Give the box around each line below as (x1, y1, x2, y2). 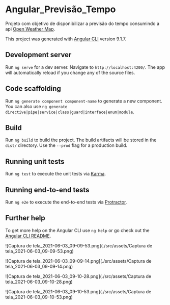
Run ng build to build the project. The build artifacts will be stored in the (5, 137, 157, 143)
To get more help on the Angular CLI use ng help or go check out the (5, 227, 150, 233)
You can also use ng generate (5, 103, 68, 109)
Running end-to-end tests (5, 185, 90, 194)
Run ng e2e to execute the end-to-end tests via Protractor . (5, 199, 127, 205)
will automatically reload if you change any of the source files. (5, 69, 135, 75)
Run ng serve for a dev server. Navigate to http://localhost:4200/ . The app (5, 64, 165, 70)
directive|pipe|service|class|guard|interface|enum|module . (5, 109, 134, 115)
